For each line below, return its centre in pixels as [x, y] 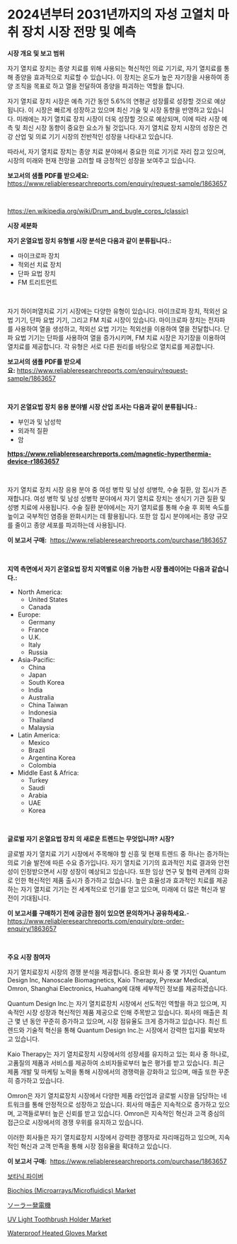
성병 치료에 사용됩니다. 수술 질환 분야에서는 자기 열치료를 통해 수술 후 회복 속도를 [118, 507]
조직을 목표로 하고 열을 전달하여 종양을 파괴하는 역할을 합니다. [100, 86]
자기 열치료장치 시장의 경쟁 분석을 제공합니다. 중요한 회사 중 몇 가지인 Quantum [117, 972]
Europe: [29, 615]
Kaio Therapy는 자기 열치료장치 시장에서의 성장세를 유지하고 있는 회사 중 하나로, [118, 1054]
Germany [41, 622]
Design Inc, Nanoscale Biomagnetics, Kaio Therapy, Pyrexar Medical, [108, 980]
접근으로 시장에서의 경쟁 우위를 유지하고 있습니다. [75, 1122]
